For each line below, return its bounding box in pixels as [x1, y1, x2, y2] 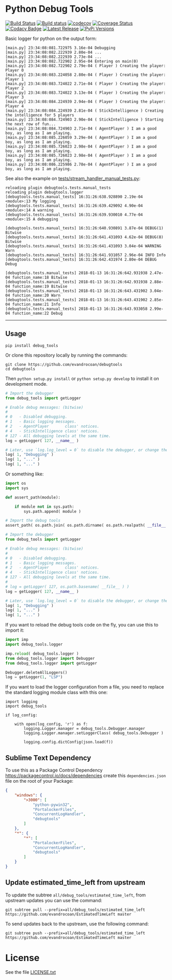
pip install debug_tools [5, 343, 58, 348]
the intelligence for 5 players [5, 112, 74, 118]
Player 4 [5, 103, 24, 109]
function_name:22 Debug [12, 310, 63, 316]
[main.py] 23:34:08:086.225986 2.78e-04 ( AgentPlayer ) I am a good [5, 162, 157, 167]
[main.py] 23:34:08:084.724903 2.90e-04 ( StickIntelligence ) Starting [5, 117, 164, 122]
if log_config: [5, 713, 38, 718]
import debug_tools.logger [5, 642, 63, 647]
